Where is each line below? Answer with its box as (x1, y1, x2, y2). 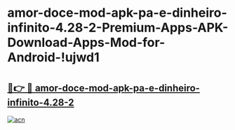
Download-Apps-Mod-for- (7, 35, 166, 50)
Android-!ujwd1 (7, 50, 100, 66)
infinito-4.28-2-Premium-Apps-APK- (7, 20, 229, 36)
